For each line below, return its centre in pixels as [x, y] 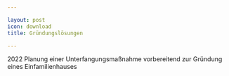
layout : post [26, 20]
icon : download [30, 26]
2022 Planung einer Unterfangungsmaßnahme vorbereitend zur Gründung [115, 59]
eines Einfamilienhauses [42, 67]
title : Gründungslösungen [45, 33]
